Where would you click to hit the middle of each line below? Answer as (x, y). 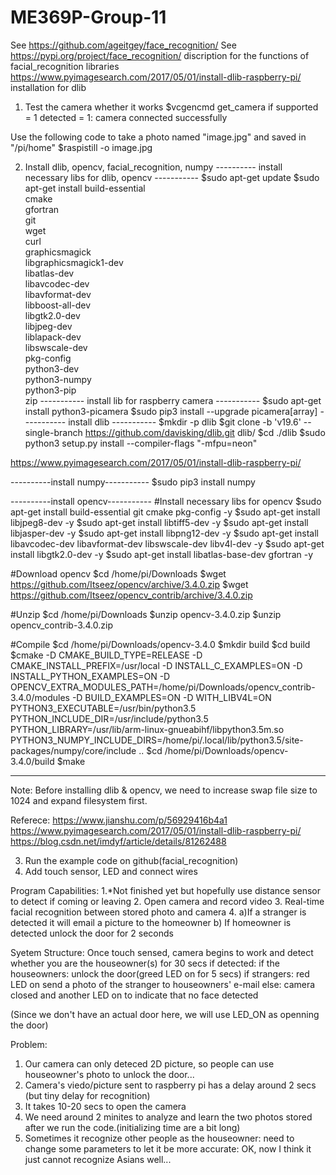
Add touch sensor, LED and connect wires (111, 871)
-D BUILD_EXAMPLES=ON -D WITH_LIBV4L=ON (171, 697)
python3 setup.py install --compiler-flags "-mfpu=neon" (141, 443)
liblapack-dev (53, 337)
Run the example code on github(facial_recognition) (131, 860)
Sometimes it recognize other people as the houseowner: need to (159, 1138)
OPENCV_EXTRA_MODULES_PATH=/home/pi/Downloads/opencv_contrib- (163, 687)
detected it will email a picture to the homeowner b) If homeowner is (151, 922)
